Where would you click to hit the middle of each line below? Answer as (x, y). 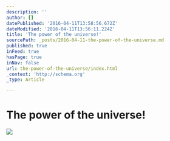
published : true (27, 46)
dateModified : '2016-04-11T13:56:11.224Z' (61, 29)
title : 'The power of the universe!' (54, 35)
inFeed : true (23, 52)
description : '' (27, 12)
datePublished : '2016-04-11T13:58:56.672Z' (62, 23)
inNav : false (23, 63)
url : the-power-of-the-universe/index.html (62, 68)
